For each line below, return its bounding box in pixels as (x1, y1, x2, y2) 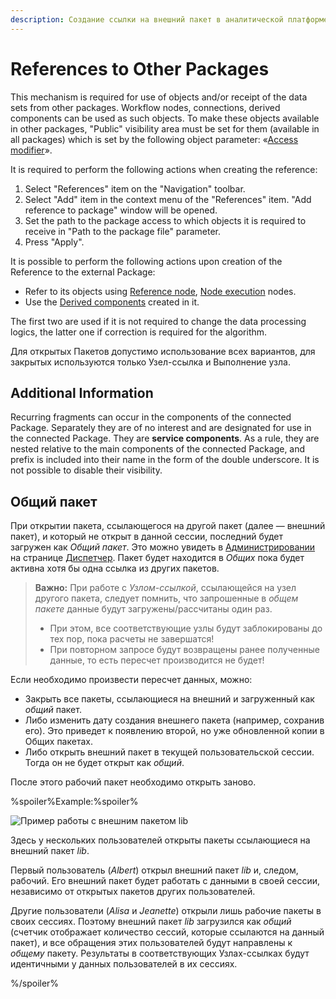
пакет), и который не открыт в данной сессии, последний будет (10, 531, 284, 543)
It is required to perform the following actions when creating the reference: (10, 163, 318, 175)
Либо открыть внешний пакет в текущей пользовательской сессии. (24, 746, 315, 758)
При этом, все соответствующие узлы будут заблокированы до (49, 622, 323, 635)
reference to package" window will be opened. (24, 204, 218, 216)
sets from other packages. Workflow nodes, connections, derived (10, 101, 281, 113)
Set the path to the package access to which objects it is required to (24, 214, 307, 226)
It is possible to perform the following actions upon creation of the (10, 255, 283, 267)
